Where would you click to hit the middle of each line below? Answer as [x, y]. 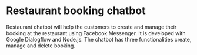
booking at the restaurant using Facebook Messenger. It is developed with [96, 33]
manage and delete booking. [41, 46]
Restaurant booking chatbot [76, 11]
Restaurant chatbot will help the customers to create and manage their [91, 27]
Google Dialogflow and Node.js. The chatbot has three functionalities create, [99, 39]
